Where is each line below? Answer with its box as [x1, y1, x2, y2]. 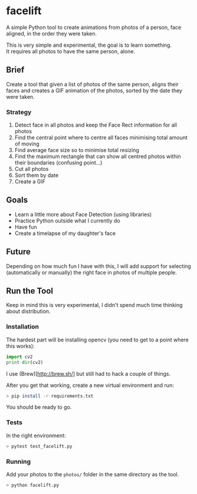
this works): [6, 342, 35, 350]
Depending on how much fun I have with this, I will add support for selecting [6, 262, 192, 270]
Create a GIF [14, 178, 46, 185]
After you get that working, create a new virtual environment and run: [6, 382, 174, 389]
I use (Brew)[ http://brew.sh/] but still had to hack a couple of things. [6, 370, 171, 377]
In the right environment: [6, 432, 66, 439]
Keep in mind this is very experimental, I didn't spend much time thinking [6, 302, 183, 309]
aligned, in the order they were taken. [6, 30, 97, 37]
